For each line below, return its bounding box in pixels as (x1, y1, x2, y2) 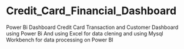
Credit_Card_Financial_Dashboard (6, 4, 177, 18)
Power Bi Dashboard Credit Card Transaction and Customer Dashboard (6, 24, 179, 31)
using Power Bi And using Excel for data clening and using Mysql (6, 30, 163, 37)
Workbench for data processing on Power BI (6, 36, 113, 43)
